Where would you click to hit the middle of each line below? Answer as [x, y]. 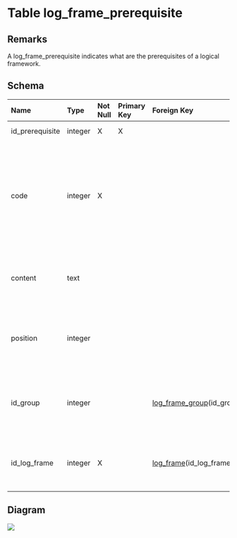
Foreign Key [173, 110]
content [24, 277]
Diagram [26, 510]
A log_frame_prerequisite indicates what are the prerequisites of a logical [114, 56]
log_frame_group [180, 403]
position [24, 338]
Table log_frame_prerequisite [95, 13]
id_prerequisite [36, 131]
